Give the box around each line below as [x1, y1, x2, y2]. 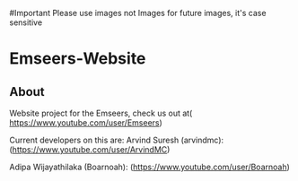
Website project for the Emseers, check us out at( [9, 108, 193, 118]
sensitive [9, 17, 43, 28]
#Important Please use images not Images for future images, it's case [9, 8, 267, 18]
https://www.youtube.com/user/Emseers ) [9, 117, 163, 128]
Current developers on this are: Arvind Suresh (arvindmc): [9, 134, 224, 145]
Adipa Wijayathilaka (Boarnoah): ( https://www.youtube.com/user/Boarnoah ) [9, 161, 290, 172]
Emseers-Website [9, 48, 146, 69]
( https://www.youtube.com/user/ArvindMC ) [9, 144, 171, 155]
